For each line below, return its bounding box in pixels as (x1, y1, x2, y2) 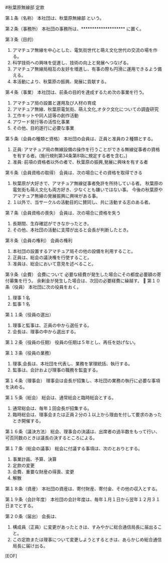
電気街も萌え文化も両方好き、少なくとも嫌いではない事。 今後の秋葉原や (12, 186, 163, 193)
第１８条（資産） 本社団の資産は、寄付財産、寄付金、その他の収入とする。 (5, 486, 160, 492)
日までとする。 (5, 503, 36, 509)
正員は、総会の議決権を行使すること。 (12, 254, 92, 260)
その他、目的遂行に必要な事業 (12, 125, 74, 131)
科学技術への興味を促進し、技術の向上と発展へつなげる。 (12, 60, 131, 65)
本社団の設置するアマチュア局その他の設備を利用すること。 (12, 248, 136, 254)
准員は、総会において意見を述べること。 (12, 261, 96, 266)
